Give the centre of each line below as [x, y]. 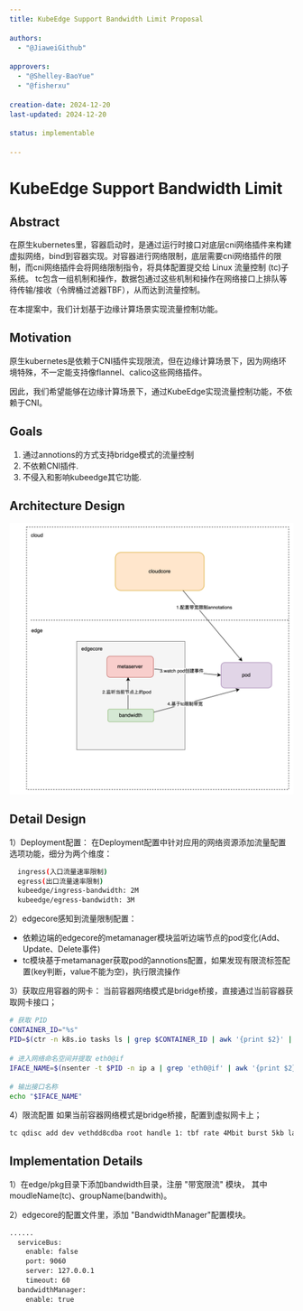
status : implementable [52, 134]
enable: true [50, 1299]
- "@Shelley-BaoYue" [56, 77]
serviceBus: [40, 1242]
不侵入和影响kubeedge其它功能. [82, 477]
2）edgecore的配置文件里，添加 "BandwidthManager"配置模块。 [130, 1214]
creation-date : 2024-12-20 [60, 105]
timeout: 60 [48, 1281]
